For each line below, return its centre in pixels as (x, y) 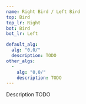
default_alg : (22, 45)
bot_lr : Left (22, 34)
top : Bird (18, 17)
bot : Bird (18, 28)
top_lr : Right (24, 23)
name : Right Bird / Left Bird (43, 12)
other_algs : (21, 61)
